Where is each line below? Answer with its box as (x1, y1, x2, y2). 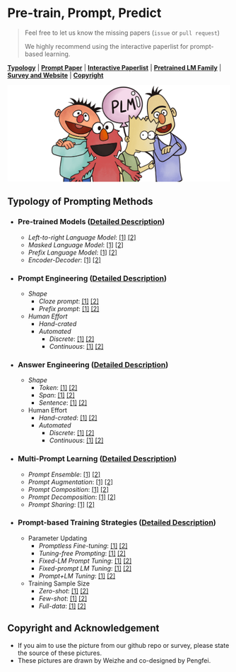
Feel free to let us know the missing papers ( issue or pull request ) (24, 28, 220, 37)
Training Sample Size (28, 579, 90, 588)
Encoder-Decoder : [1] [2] (28, 255, 101, 264)
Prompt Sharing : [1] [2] (28, 500, 95, 508)
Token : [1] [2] (38, 383, 78, 392)
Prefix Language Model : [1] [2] (28, 248, 118, 257)
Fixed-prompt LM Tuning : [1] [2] (38, 564, 132, 572)
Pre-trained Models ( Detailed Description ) (17, 217, 165, 227)
